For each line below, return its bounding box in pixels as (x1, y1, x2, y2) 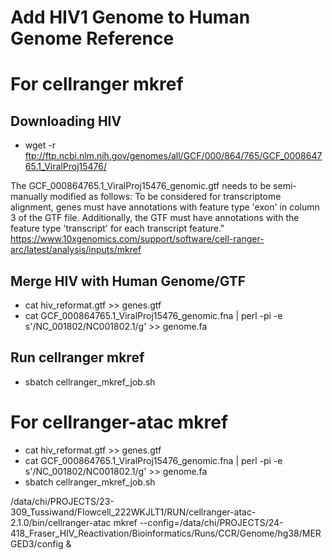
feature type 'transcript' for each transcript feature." (10, 222, 225, 235)
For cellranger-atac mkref (10, 411, 229, 433)
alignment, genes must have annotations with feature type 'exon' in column (10, 201, 320, 213)
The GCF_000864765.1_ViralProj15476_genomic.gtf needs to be (10, 180, 272, 192)
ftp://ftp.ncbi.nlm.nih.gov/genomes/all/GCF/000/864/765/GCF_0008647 (24, 150, 323, 162)
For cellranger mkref (10, 73, 184, 96)
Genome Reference (10, 27, 175, 50)
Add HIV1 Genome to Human (10, 6, 251, 29)
